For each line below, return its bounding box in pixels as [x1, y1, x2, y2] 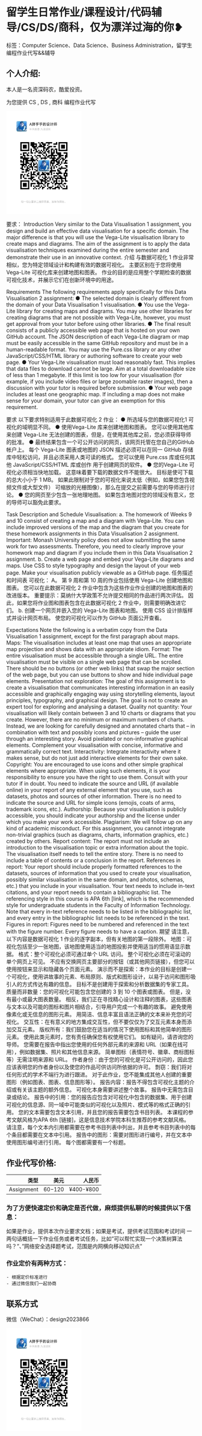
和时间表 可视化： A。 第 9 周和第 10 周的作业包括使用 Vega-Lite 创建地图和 [6, 576, 194, 584]
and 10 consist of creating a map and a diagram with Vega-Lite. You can [6, 517, 185, 524]
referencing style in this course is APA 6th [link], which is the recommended [6, 895, 194, 902]
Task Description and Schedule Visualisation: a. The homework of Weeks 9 [6, 510, 192, 518]
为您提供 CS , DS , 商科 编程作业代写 [6, 98, 96, 105]
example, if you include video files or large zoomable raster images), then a [6, 378, 193, 385]
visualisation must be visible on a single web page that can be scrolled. [6, 658, 182, 666]
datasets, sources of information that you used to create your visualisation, [6, 869, 192, 876]
